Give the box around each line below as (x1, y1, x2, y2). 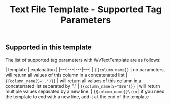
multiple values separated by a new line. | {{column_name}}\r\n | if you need (5, 88, 165, 94)
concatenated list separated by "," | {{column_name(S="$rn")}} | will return (5, 83, 160, 89)
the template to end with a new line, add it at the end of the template (5, 93, 149, 100)
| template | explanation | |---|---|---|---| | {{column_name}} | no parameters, (5, 66, 165, 72)
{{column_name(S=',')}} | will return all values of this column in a (5, 77, 141, 84)
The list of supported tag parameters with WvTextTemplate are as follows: (5, 57, 161, 63)
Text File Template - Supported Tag (9, 4, 162, 15)
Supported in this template (5, 43, 92, 52)
